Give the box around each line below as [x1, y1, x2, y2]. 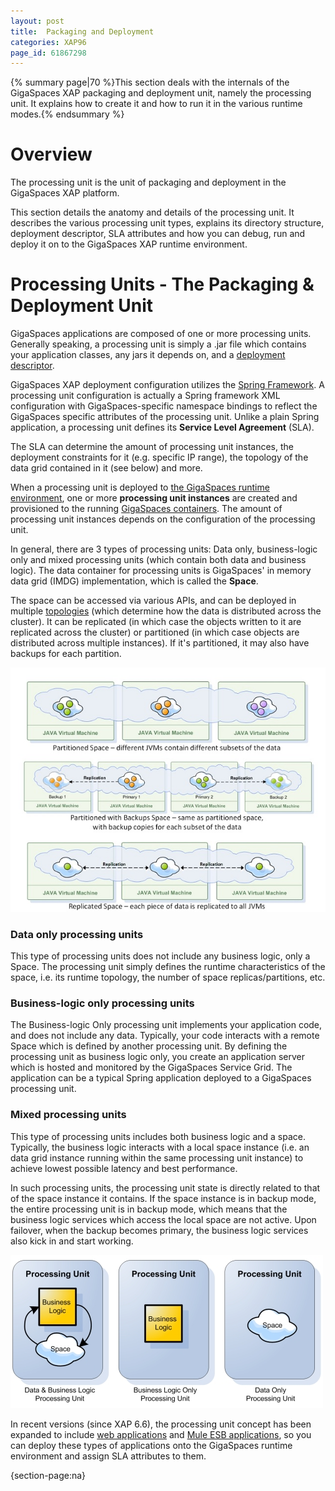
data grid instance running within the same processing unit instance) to [10, 1151, 304, 1164]
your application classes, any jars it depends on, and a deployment [10, 349, 286, 361]
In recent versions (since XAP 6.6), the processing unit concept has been [10, 1418, 312, 1430]
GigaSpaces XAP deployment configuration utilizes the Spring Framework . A [10, 379, 325, 391]
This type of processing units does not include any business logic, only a [10, 950, 311, 962]
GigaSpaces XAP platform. [10, 187, 120, 199]
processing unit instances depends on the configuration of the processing [10, 513, 316, 525]
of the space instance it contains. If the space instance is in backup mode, [10, 1192, 317, 1204]
